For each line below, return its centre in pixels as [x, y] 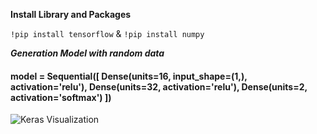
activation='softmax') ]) [61, 97]
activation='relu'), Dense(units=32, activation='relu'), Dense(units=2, [159, 86]
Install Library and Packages [71, 14]
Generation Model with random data [87, 53]
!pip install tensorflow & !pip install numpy [107, 33]
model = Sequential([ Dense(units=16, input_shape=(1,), [129, 76]
